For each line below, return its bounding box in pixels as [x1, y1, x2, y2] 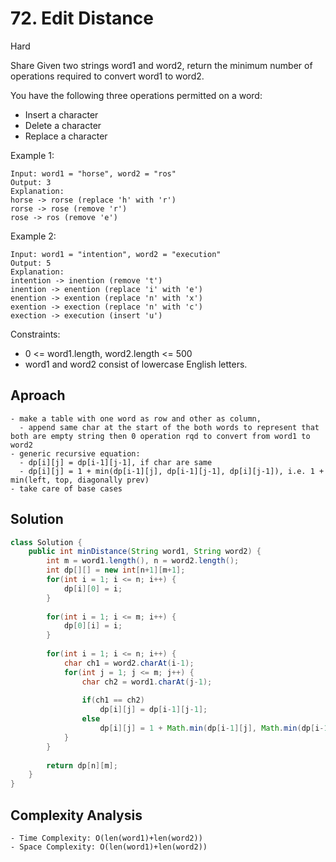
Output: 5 [10, 258, 52, 268]
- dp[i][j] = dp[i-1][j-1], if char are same [19, 457, 213, 467]
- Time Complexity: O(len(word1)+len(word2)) [10, 833, 203, 843]
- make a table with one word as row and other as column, [10, 413, 262, 424]
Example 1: [10, 149, 55, 161]
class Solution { [10, 537, 83, 547]
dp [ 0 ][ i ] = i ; [63, 621, 123, 631]
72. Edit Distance [10, 7, 154, 30]
